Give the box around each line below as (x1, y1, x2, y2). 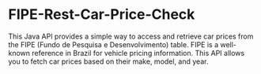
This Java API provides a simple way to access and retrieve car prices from (8, 31, 254, 41)
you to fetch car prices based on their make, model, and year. (8, 57, 209, 66)
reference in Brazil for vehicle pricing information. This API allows (31, 48, 245, 57)
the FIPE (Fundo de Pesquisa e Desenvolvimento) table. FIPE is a (8, 39, 219, 49)
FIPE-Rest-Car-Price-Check (8, 6, 195, 24)
